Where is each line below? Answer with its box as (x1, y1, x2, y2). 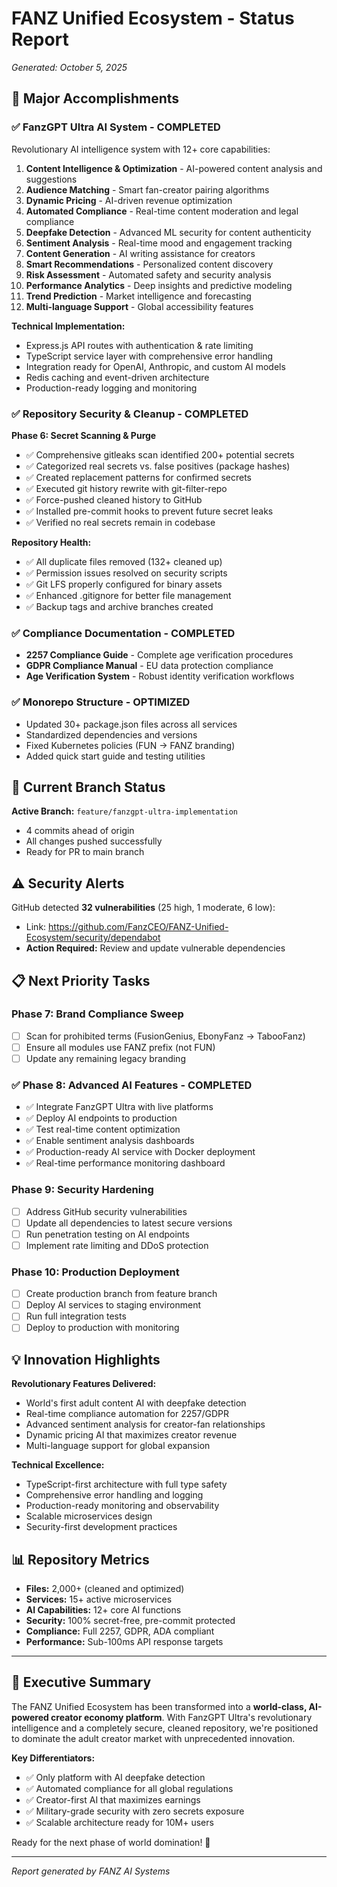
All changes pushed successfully (25, 835, 163, 847)
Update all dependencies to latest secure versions (25, 1217, 233, 1229)
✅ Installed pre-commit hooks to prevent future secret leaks (25, 505, 274, 517)
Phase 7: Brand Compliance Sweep (11, 1007, 184, 1021)
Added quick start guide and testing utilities (25, 750, 206, 762)
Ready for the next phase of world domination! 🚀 (11, 1836, 211, 1848)
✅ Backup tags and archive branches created (25, 600, 214, 612)
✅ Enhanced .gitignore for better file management (25, 589, 232, 601)
